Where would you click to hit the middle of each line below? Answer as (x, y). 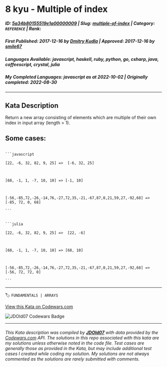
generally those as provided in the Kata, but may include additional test (78, 348)
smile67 (14, 46)
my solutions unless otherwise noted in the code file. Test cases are (75, 343)
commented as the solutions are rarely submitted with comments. (73, 359)
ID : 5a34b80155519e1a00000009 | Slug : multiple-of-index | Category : (80, 23)
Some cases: (26, 138)
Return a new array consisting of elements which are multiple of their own (81, 118)
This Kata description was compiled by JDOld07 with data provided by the (82, 332)
